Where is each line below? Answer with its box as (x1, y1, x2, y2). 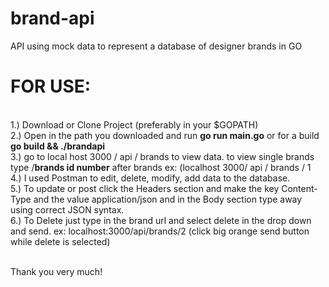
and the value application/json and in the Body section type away (33, 193, 303, 205)
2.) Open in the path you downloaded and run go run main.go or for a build (10, 129, 320, 141)
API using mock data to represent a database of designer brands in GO (10, 40, 303, 52)
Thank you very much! (10, 265, 103, 277)
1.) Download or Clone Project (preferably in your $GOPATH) (10, 118, 259, 131)
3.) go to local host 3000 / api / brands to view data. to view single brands (10, 150, 315, 162)
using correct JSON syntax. (10, 203, 125, 216)
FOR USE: (10, 75, 92, 98)
